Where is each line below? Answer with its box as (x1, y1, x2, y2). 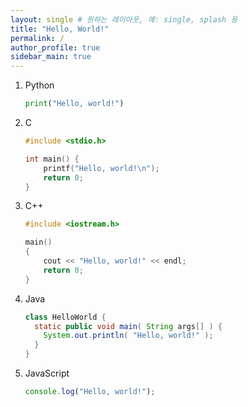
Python (24, 79, 55, 91)
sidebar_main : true (10, 52, 92, 62)
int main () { (24, 154, 80, 164)
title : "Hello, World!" (10, 24, 110, 34)
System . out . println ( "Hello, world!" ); (43, 331, 214, 341)
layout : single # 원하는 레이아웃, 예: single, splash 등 (10, 14, 238, 25)
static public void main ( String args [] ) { (34, 321, 223, 331)
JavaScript (24, 367, 70, 379)
